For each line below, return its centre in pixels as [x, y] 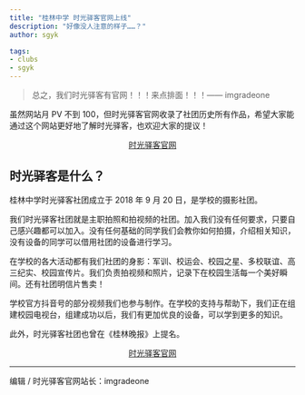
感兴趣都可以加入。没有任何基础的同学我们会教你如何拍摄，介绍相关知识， [156, 230]
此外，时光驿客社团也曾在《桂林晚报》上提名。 [97, 333]
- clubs [24, 60]
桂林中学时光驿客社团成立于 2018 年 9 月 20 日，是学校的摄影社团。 [136, 200]
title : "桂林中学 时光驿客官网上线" [70, 18]
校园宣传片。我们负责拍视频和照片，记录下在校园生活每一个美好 [160, 272]
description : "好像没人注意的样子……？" [78, 26]
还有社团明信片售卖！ [65, 283]
